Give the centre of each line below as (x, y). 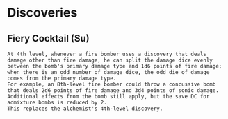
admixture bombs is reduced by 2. (57, 102)
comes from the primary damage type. (62, 78)
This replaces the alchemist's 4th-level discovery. (85, 109)
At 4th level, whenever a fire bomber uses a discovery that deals (107, 54)
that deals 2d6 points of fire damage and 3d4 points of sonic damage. (113, 91)
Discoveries (42, 13)
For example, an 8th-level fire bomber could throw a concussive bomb (112, 84)
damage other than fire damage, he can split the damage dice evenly (110, 60)
